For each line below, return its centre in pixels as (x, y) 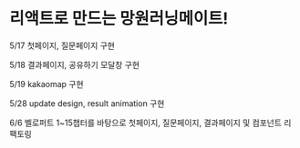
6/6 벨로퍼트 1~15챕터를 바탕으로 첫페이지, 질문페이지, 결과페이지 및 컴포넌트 (146, 123)
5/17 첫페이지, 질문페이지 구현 (62, 45)
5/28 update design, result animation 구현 (87, 103)
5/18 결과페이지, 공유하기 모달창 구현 (74, 64)
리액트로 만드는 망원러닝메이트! (119, 19)
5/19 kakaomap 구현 (47, 84)
